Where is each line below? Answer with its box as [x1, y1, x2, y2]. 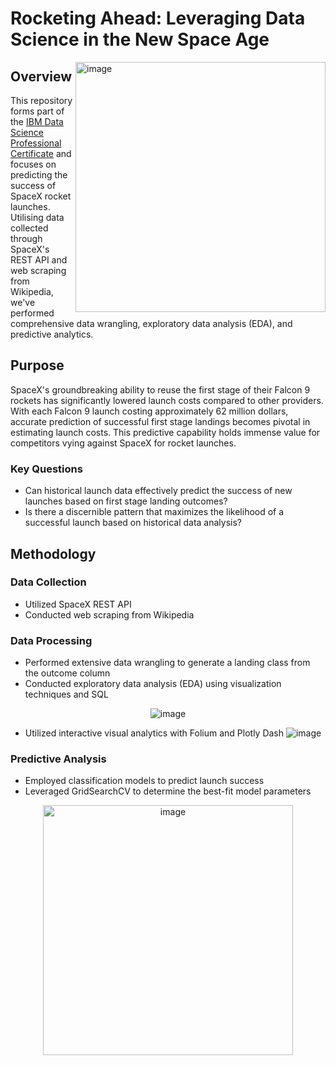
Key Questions [10, 462, 83, 476]
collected [10, 222, 49, 234]
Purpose [10, 357, 65, 374]
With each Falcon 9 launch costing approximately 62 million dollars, [10, 405, 289, 417]
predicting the [10, 169, 68, 181]
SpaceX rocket [10, 190, 72, 202]
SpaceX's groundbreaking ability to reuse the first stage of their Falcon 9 [10, 383, 311, 396]
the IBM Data [10, 116, 64, 127]
